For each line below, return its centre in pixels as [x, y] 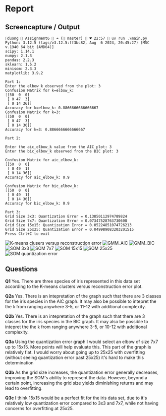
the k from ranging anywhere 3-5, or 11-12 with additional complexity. [76, 306]
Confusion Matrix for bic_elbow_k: [42, 186]
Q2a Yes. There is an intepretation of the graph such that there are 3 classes [83, 296]
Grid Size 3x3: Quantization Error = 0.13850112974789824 [66, 216]
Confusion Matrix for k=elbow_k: [40, 90]
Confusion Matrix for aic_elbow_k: [42, 160]
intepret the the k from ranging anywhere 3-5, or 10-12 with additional [76, 327]
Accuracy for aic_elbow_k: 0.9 [37, 177]
